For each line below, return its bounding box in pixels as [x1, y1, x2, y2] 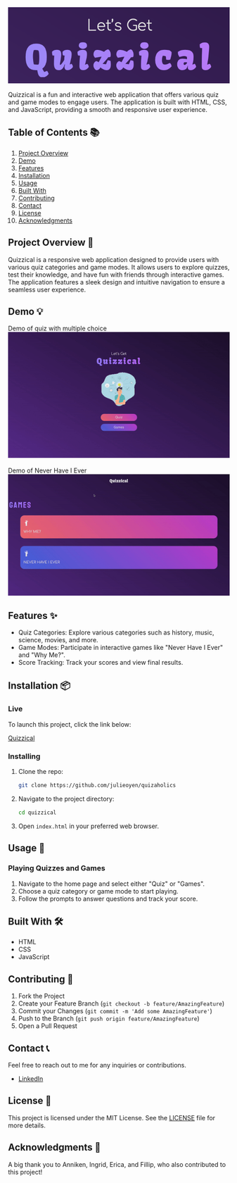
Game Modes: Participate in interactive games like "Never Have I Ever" [18, 644, 224, 652]
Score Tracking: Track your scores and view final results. [18, 658, 184, 667]
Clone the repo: [18, 768, 64, 776]
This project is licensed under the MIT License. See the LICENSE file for [8, 1113, 216, 1122]
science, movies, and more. [18, 636, 98, 644]
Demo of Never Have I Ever [8, 466, 87, 475]
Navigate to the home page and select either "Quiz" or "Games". [18, 880, 205, 888]
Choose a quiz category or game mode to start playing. [18, 887, 179, 895]
